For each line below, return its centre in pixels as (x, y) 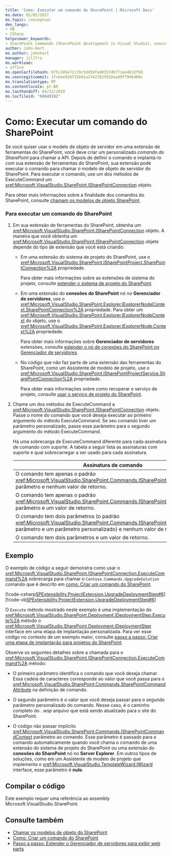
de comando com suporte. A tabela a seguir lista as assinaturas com (85, 447)
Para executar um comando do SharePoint (59, 214)
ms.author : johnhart (27, 53)
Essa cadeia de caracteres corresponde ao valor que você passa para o (89, 679)
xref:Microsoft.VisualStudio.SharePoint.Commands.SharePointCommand (89, 684)
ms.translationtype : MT (31, 82)
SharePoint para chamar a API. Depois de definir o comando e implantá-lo (83, 158)
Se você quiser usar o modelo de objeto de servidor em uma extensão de (83, 147)
